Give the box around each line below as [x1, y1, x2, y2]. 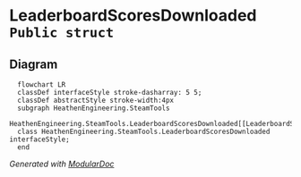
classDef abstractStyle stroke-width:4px [17, 96, 175, 105]
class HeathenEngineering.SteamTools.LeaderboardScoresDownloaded [17, 127, 271, 136]
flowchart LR [17, 80, 66, 89]
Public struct [9, 24, 115, 41]
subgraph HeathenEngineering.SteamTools [17, 104, 170, 113]
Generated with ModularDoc [9, 158, 115, 169]
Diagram [9, 56, 58, 72]
